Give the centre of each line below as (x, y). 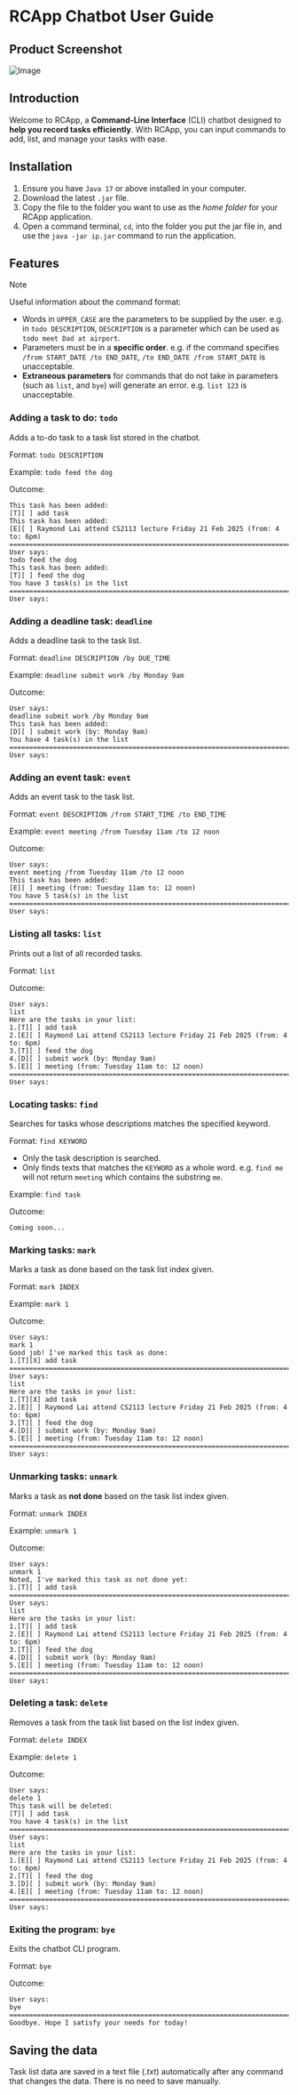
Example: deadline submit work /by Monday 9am (97, 675)
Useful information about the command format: (95, 302)
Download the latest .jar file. (75, 197)
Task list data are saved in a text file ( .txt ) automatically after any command (146, 2071)
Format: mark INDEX (44, 1286)
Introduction (44, 98)
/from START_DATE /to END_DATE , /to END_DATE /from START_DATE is (144, 357)
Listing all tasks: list (55, 934)
